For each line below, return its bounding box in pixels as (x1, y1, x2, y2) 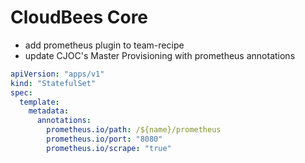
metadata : (28, 106, 70, 116)
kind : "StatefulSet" (10, 78, 97, 88)
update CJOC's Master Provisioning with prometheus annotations (24, 49, 296, 61)
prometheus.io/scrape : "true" (46, 143, 172, 153)
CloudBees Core (10, 6, 149, 29)
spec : (10, 87, 33, 98)
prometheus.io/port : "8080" (46, 134, 163, 145)
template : (19, 97, 60, 107)
